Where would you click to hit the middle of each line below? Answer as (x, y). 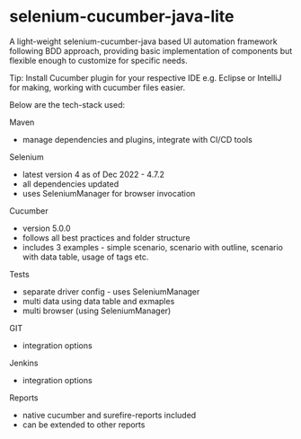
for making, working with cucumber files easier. (97, 87)
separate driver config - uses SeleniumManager (111, 291)
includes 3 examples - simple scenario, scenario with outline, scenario (152, 247)
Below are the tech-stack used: (67, 104)
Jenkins (24, 363)
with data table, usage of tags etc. (85, 257)
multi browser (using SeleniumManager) (97, 311)
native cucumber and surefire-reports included (109, 415)
